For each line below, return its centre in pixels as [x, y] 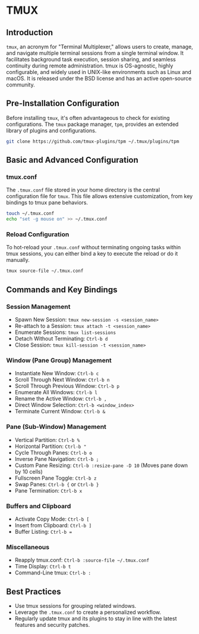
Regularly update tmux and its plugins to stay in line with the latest [96, 618]
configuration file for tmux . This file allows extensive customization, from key [99, 196]
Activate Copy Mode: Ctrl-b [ [52, 519]
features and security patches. [52, 624]
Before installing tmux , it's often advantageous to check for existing [88, 117]
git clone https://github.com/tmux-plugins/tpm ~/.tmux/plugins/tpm [93, 141]
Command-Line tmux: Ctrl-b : [53, 573]
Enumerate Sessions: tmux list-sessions [65, 332]
